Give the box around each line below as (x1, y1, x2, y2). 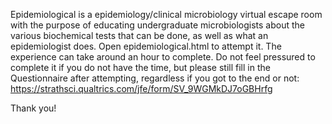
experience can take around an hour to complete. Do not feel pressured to (10, 51, 316, 63)
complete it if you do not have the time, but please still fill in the (10, 62, 271, 73)
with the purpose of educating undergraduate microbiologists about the (10, 19, 305, 31)
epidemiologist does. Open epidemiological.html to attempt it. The (10, 40, 282, 52)
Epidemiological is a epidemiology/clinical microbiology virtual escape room (10, 9, 323, 20)
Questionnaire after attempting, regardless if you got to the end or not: (10, 72, 300, 84)
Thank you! (10, 102, 57, 114)
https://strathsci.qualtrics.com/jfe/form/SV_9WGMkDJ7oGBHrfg (10, 83, 273, 94)
